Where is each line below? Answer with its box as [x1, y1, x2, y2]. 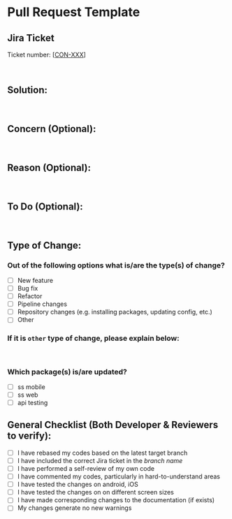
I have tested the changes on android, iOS [17, 480, 138, 489]
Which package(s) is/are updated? [7, 367, 127, 377]
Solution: [7, 85, 48, 96]
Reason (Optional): [7, 162, 91, 174]
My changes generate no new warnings [17, 504, 132, 512]
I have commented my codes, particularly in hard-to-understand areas [17, 472, 220, 481]
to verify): [7, 430, 52, 442]
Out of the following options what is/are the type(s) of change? [7, 260, 225, 270]
